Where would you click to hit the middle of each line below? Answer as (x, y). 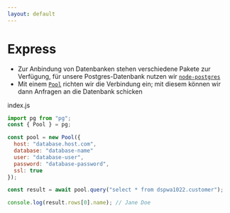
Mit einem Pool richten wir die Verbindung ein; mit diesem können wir (119, 84)
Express (32, 49)
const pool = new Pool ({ (44, 138)
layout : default (31, 14)
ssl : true (28, 170)
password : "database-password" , (62, 164)
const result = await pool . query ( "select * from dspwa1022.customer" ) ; (115, 190)
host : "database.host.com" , (55, 144)
